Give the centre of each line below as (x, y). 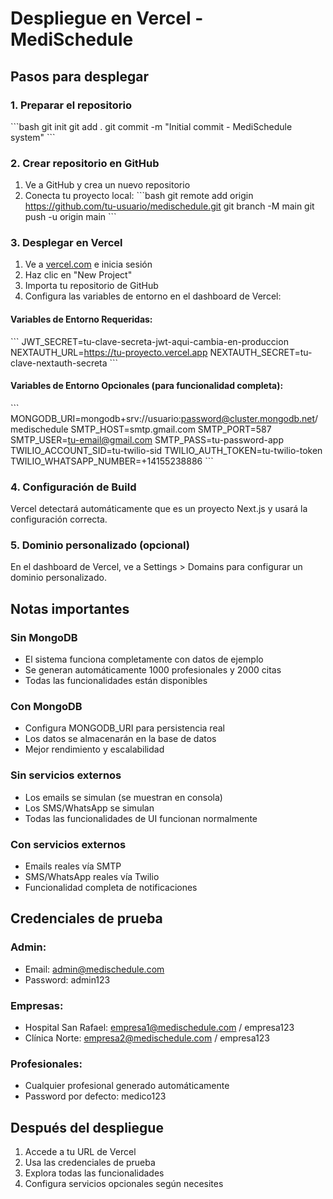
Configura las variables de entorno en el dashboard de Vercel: (153, 296)
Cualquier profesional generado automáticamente (127, 1086)
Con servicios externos (68, 844)
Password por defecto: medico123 (95, 1096)
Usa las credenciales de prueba (90, 1163)
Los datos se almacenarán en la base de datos (120, 739)
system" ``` (33, 137)
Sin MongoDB (44, 637)
